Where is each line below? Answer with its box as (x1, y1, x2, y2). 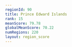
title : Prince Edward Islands (5, 12, 68, 17)
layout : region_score (5, 35, 50, 40)
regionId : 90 (5, 7, 32, 12)
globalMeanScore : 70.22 (5, 25, 54, 30)
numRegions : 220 (5, 30, 38, 35)
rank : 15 (5, 16, 23, 21)
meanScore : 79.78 (5, 21, 41, 26)
